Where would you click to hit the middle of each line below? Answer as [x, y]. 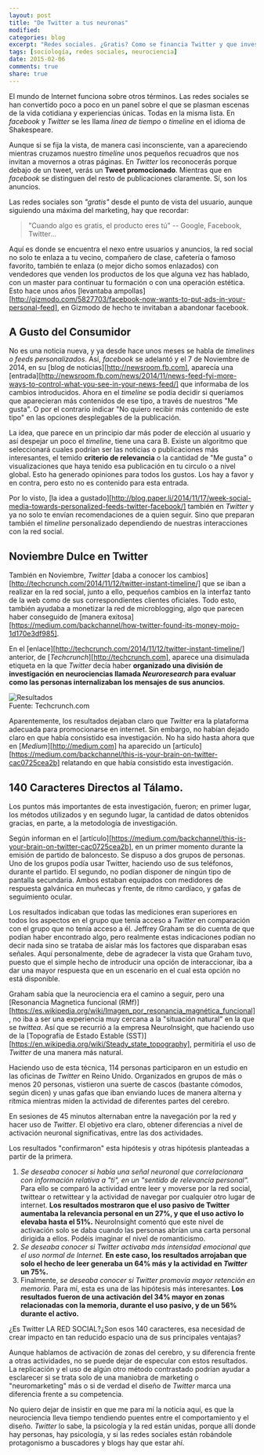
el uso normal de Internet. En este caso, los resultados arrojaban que [134, 1255]
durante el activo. [49, 1314]
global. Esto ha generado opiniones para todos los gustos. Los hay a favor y [131, 475]
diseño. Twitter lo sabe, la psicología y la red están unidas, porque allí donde [132, 1426]
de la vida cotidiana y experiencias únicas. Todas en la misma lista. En [122, 113]
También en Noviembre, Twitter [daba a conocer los [93, 575]
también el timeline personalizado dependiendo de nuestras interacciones [128, 523]
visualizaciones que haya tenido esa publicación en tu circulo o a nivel [122, 466]
